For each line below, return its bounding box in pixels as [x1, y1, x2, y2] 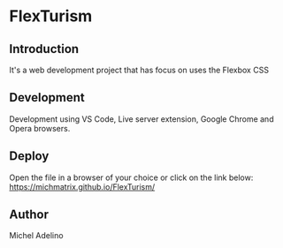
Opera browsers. [9, 123, 71, 133]
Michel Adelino [9, 230, 64, 241]
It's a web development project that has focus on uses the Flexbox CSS [9, 64, 270, 75]
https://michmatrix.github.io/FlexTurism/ [9, 181, 156, 192]
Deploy [9, 148, 50, 164]
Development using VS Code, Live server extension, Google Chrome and [9, 113, 274, 124]
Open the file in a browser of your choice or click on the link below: [9, 172, 254, 183]
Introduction [9, 41, 80, 56]
